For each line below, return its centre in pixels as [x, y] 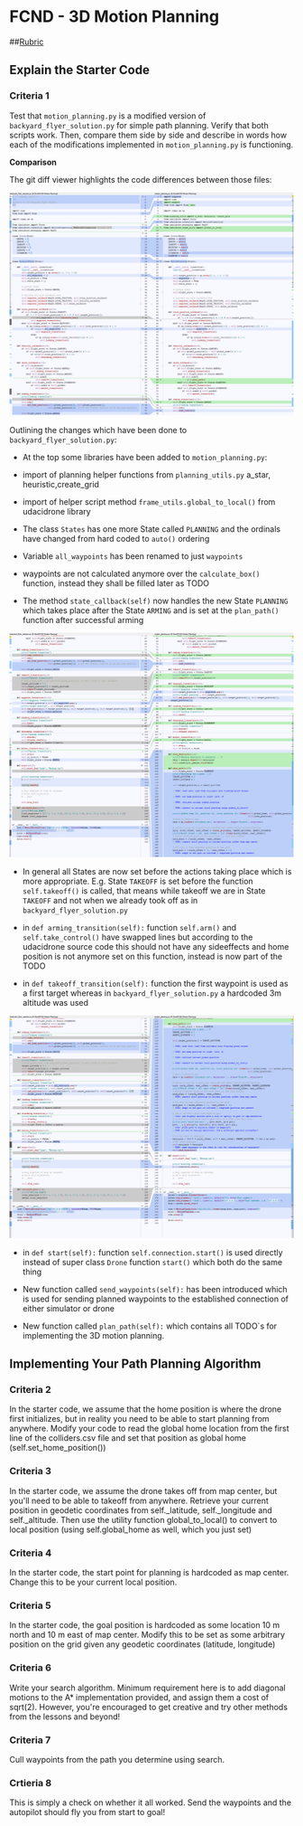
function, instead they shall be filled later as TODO [116, 583]
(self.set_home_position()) [58, 1448]
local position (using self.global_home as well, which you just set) [131, 1529]
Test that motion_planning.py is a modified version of [108, 116]
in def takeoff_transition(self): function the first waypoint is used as [155, 983]
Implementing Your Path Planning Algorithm [135, 1364]
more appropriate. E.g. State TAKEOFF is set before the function [138, 881]
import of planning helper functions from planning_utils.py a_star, [146, 475]
